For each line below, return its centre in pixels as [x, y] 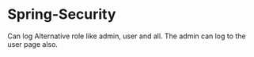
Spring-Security [62, 14]
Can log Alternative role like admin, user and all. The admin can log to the [127, 36]
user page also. [33, 44]
